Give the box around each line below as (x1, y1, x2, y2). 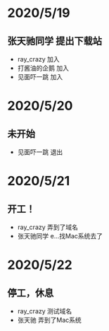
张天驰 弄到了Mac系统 (17, 316, 82, 324)
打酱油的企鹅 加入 (17, 64, 69, 72)
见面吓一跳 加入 (17, 73, 63, 81)
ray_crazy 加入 (17, 55, 60, 63)
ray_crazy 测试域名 (17, 307, 72, 315)
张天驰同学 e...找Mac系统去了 (17, 232, 103, 240)
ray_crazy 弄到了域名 (17, 223, 79, 231)
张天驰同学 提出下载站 (7, 35, 102, 47)
